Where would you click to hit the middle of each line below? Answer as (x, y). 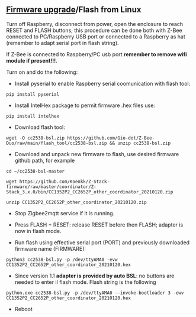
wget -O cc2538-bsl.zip (36, 138)
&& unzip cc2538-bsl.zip (140, 143)
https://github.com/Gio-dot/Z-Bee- (111, 138)
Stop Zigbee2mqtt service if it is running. (65, 213)
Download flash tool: (40, 127)
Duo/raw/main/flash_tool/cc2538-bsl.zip (57, 143)
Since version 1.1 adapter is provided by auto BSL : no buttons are (94, 276)
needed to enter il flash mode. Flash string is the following (85, 282)
